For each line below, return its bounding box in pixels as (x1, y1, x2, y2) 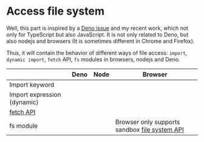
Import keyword (9, 80, 55, 89)
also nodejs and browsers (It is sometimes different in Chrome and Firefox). (6, 37, 195, 44)
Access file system (6, 4, 105, 18)
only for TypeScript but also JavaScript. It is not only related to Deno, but (6, 30, 189, 38)
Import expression (9, 90, 61, 99)
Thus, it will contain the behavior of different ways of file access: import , (6, 49, 188, 56)
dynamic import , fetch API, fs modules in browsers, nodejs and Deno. (6, 55, 180, 63)
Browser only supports (115, 118, 180, 126)
